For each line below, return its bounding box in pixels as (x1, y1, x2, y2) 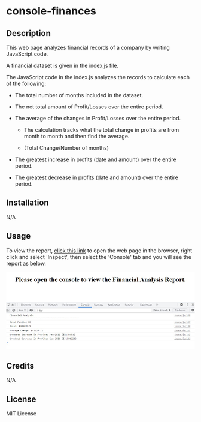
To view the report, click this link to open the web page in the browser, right (6, 247, 193, 254)
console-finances (6, 4, 97, 18)
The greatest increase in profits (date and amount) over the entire (14, 156, 176, 163)
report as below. (6, 260, 47, 267)
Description (6, 28, 51, 38)
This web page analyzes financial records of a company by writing (6, 44, 170, 51)
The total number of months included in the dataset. (14, 92, 144, 98)
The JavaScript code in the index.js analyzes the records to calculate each (6, 74, 190, 80)
